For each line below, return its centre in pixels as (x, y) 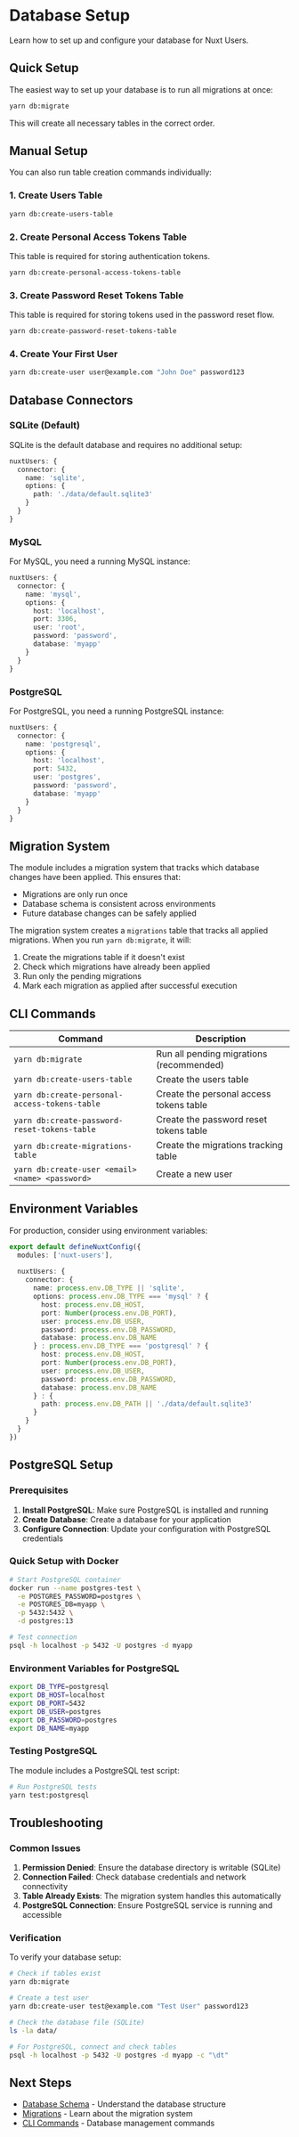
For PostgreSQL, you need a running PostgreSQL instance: (117, 711)
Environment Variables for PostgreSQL (94, 1668)
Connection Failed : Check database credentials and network (134, 1877)
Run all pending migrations (212, 1054)
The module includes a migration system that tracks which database (134, 868)
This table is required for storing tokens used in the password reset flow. (142, 315)
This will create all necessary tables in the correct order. (112, 123)
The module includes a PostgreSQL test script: (94, 1770)
